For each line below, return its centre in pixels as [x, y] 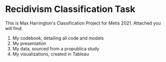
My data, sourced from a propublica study [56, 48]
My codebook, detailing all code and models [58, 38]
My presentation [29, 43]
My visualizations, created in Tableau [50, 54]
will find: [14, 28]
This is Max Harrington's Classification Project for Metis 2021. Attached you [83, 23]
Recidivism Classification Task [70, 9]
